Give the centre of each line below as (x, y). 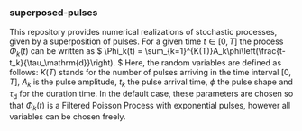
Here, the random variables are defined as (203, 63)
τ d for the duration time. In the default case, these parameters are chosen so (151, 94)
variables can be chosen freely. (68, 117)
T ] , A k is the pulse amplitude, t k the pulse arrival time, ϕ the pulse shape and (151, 83)
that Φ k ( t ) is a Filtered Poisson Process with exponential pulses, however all (150, 106)
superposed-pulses (54, 13)
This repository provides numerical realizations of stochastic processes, (143, 32)
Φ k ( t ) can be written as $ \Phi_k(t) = (76, 52)
